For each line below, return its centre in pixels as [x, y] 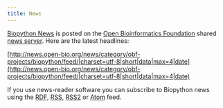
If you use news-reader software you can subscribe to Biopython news [108, 89]
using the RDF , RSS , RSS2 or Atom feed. [64, 97]
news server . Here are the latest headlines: [68, 40]
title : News [24, 13]
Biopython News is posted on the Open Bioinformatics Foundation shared [112, 33]
